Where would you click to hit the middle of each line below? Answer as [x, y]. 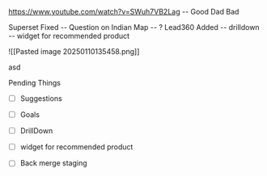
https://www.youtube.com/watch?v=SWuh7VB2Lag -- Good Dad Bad [124, 12]
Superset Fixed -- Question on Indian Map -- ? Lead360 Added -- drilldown [134, 27]
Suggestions [41, 98]
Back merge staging [53, 163]
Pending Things [35, 83]
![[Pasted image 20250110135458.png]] [74, 51]
